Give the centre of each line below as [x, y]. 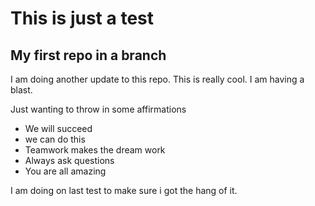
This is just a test [82, 18]
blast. [21, 90]
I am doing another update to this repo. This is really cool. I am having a [157, 79]
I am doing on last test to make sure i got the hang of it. [124, 190]
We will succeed [58, 128]
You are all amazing [65, 171]
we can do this [55, 139]
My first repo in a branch [88, 55]
